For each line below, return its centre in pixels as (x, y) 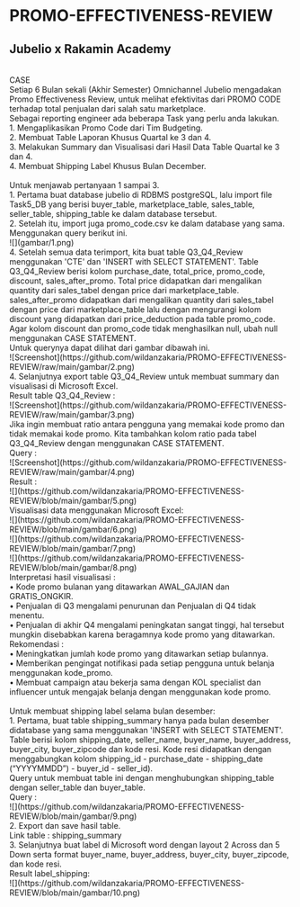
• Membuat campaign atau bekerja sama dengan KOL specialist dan (135, 682)
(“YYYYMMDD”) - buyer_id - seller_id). (81, 768)
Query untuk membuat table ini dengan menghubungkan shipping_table (142, 778)
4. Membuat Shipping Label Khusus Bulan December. (108, 166)
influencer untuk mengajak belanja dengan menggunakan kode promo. (140, 692)
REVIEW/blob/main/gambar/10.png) (75, 893)
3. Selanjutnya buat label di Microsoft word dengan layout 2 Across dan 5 (145, 845)
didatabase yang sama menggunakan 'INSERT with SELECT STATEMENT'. (146, 730)
